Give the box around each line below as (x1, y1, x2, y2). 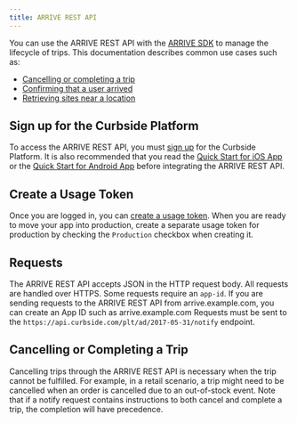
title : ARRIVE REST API (9, 12, 98, 22)
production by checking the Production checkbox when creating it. (9, 229, 253, 240)
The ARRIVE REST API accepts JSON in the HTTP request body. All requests (9, 279, 289, 289)
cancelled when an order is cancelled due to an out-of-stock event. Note (9, 385, 276, 395)
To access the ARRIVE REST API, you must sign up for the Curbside (9, 142, 256, 152)
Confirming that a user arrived (21, 83, 133, 94)
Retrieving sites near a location (21, 93, 136, 103)
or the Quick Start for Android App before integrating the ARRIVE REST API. (9, 161, 285, 172)
